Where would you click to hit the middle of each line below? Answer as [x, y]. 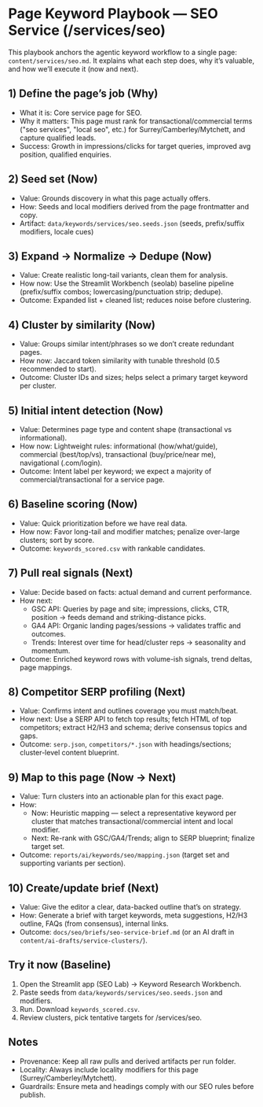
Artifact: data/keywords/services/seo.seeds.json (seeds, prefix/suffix [132, 223]
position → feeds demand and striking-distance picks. [119, 617]
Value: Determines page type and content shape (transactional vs [126, 429]
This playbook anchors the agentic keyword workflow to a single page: [122, 52]
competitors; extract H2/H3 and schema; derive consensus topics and [133, 728]
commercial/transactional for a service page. [92, 480]
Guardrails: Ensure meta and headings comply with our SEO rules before [137, 1086]
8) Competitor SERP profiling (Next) [97, 692]
